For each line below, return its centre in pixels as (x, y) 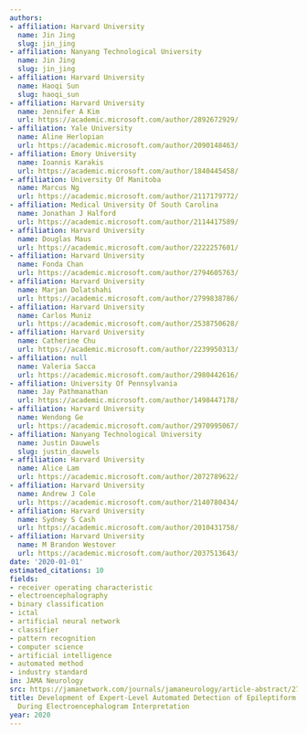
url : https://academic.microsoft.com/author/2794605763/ (128, 273)
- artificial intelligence (61, 655)
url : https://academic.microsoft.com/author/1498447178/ (128, 400)
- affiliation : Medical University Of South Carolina (114, 205)
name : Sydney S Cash (57, 519)
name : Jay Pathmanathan (63, 392)
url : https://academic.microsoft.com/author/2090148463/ (128, 145)
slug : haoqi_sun (48, 94)
